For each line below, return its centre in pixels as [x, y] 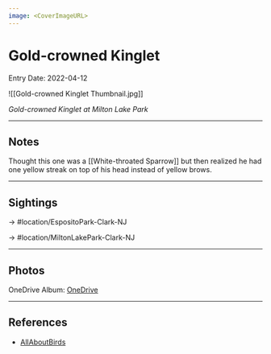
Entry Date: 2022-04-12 [48, 78]
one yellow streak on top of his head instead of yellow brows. [110, 170]
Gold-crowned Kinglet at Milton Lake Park [79, 109]
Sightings [33, 202]
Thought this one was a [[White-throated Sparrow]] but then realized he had [135, 161]
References [38, 323]
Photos [27, 270]
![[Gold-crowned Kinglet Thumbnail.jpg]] [76, 93]
